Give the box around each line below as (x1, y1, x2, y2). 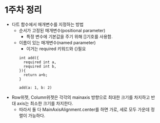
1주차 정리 (4, 4, 42, 16)
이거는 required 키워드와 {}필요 (26, 46, 86, 52)
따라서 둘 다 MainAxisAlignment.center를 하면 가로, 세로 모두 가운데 (19, 106, 150, 112)
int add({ (19, 55, 40, 60)
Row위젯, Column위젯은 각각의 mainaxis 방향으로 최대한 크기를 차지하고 (11, 94, 150, 100)
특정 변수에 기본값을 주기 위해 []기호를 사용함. (26, 34, 113, 39)
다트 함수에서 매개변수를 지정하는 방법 (11, 21, 84, 27)
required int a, (23, 59, 57, 65)
